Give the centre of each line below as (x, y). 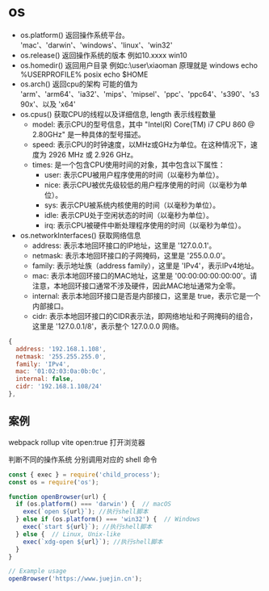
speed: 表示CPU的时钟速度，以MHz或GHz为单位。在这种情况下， (141, 145)
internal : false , (45, 379)
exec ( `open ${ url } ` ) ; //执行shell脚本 (86, 512)
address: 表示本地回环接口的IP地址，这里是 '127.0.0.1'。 (124, 245)
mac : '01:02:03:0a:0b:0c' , (61, 371)
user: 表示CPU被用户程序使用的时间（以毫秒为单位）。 (134, 174)
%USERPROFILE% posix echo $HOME (84, 74)
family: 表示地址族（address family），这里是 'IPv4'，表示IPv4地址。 (145, 266)
